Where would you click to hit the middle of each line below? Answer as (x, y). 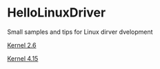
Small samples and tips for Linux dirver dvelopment (80, 32)
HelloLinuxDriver (57, 13)
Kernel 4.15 (23, 58)
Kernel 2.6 (22, 45)
